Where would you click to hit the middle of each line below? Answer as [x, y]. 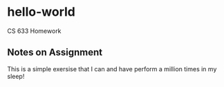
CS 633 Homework [34, 31]
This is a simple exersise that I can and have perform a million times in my [112, 69]
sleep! [16, 76]
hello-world [41, 12]
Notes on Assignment [55, 52]
